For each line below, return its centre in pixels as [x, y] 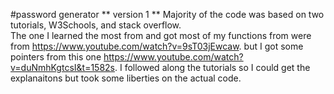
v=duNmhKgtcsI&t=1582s [62, 67]
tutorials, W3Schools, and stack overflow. [96, 25]
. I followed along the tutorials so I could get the [212, 67]
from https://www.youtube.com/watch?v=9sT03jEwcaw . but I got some [157, 46]
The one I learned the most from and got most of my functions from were [161, 35]
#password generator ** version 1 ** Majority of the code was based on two [167, 14]
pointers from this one [56, 57]
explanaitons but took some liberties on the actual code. [126, 78]
